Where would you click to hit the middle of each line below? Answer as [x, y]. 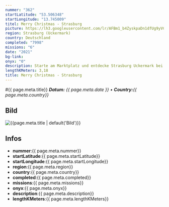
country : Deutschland [28, 38]
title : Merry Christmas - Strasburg [44, 75]
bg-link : [14, 57]
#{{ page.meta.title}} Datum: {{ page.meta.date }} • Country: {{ [71, 89]
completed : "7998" [24, 43]
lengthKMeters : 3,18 [27, 71]
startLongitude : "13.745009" [36, 19]
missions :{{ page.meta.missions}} [48, 183]
